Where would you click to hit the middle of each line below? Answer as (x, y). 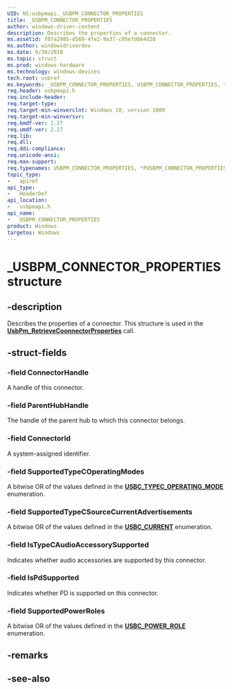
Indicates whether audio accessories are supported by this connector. (107, 560)
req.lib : (20, 136)
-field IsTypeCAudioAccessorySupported (78, 545)
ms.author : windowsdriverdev (49, 46)
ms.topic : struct (32, 59)
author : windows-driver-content (54, 26)
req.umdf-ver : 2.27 (35, 129)
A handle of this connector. (46, 388)
